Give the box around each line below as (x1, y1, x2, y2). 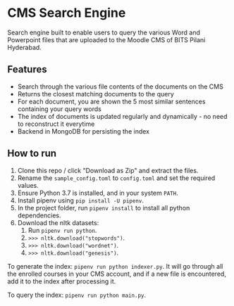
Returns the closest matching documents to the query (17, 89, 174, 98)
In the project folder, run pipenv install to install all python (17, 203, 190, 212)
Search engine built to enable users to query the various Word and (7, 28, 201, 37)
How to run (7, 148, 57, 160)
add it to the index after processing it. (7, 276, 116, 286)
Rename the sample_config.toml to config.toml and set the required (17, 174, 216, 182)
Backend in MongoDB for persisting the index (17, 127, 150, 135)
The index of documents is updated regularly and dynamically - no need (17, 112, 228, 120)
